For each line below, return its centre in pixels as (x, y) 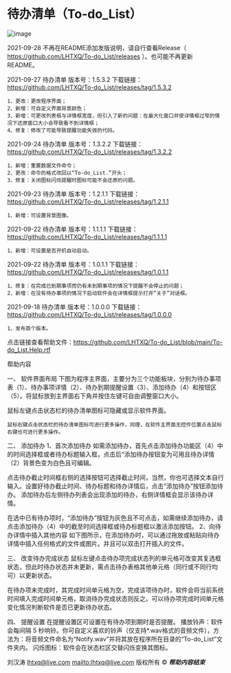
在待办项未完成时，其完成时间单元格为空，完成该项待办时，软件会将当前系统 (115, 590)
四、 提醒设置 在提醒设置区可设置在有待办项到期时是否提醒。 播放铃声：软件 (115, 621)
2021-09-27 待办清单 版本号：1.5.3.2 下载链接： (75, 79)
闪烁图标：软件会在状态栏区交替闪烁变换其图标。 (102, 648)
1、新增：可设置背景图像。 (40, 215)
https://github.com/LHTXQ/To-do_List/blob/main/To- (148, 342)
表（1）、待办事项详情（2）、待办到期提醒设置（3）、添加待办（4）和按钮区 (112, 387)
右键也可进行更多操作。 (35, 432)
